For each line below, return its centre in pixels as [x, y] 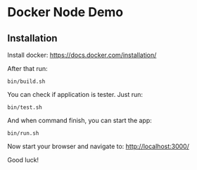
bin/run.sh [23, 133]
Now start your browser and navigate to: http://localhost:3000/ [99, 146]
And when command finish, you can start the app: [80, 120]
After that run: [27, 68]
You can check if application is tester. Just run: [75, 94]
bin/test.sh [25, 107]
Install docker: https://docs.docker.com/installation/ [82, 55]
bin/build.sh [26, 81]
